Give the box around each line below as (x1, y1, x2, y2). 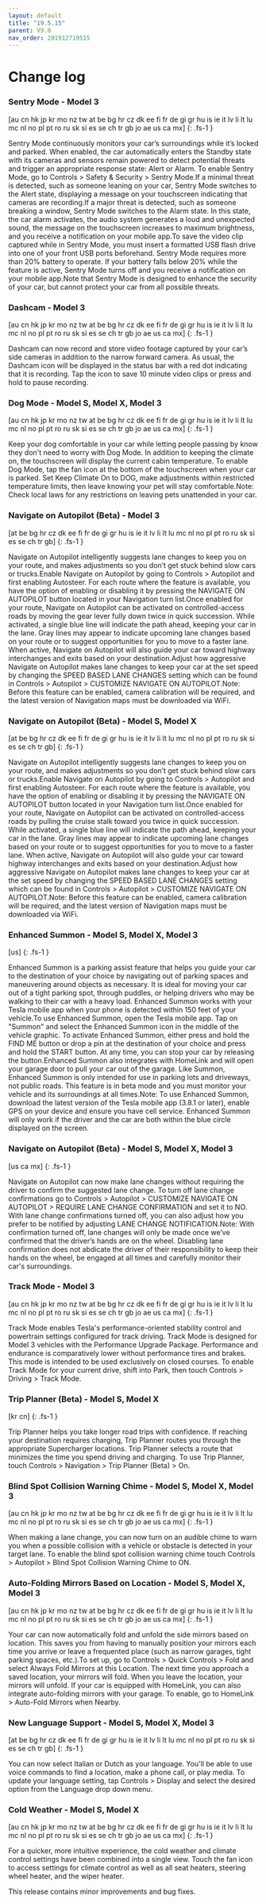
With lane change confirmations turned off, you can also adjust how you (8, 1210, 244, 1220)
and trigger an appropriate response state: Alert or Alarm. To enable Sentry (8, 164, 254, 173)
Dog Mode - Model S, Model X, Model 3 (8, 397, 162, 408)
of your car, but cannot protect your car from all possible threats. (8, 282, 221, 291)
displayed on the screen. (8, 1123, 89, 1133)
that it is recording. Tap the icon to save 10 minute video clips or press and (8, 369, 252, 379)
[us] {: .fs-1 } (8, 947, 50, 957)
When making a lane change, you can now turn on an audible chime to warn (8, 1533, 257, 1542)
